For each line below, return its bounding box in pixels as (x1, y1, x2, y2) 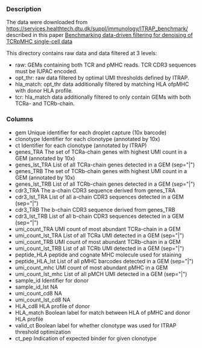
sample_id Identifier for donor (14, 277, 89, 284)
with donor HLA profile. (14, 87, 74, 94)
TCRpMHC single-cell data (6, 38, 73, 45)
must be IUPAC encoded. (14, 68, 78, 75)
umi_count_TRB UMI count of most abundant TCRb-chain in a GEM (14, 238, 181, 245)
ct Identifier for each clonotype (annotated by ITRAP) (14, 142, 147, 149)
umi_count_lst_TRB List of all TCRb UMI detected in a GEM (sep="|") (14, 245, 185, 252)
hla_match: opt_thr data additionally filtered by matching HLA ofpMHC (14, 80, 189, 88)
